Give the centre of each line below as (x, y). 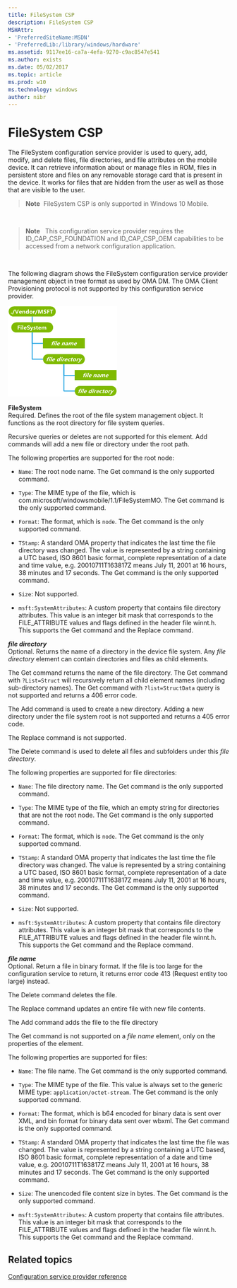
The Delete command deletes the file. (62, 995)
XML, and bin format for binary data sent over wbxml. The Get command (124, 1121)
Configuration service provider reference (68, 1276)
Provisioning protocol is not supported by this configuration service (106, 289)
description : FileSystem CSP (51, 22)
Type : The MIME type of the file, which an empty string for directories (119, 808)
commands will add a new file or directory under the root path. (99, 444)
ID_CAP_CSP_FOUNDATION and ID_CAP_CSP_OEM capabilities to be (124, 239)
